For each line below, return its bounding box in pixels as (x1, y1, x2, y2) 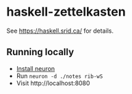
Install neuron (16, 64, 55, 72)
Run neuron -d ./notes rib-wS (16, 72, 103, 80)
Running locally (6, 46, 75, 58)
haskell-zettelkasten (6, 4, 126, 20)
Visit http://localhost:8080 (16, 79, 90, 87)
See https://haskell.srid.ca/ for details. (6, 27, 114, 35)
